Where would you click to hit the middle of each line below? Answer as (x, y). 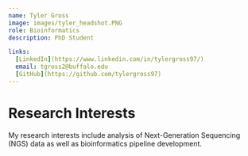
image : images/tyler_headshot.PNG (66, 23)
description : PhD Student (51, 38)
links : (19, 52)
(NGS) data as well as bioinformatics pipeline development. (105, 143)
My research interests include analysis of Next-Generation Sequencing (124, 135)
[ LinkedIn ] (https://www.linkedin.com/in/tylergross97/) (110, 59)
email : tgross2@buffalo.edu (62, 67)
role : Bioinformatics (44, 30)
